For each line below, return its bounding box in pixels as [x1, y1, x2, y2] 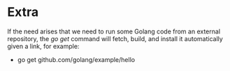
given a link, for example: [7, 42, 80, 50]
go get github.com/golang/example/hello [17, 55, 135, 63]
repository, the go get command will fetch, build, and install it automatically [7, 34, 224, 42]
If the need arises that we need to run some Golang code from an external [7, 27, 221, 35]
